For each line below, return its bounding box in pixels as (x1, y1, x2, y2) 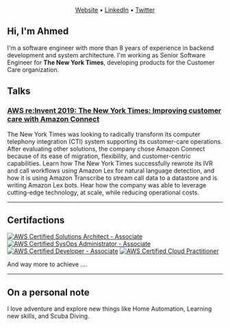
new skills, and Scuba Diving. (7, 312, 90, 320)
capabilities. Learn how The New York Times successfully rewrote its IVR (7, 159, 214, 167)
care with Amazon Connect (7, 114, 100, 124)
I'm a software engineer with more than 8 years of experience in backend (7, 44, 214, 52)
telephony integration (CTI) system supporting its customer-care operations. (7, 137, 222, 146)
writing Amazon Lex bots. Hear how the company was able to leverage (7, 181, 207, 189)
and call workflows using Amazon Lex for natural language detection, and (7, 166, 215, 174)
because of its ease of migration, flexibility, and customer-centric (7, 152, 192, 160)
